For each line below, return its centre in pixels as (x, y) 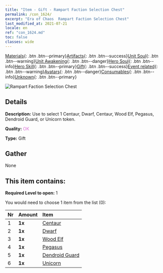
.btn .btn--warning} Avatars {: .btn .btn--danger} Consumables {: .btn (73, 72)
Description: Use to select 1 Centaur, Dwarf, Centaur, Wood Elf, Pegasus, (80, 114)
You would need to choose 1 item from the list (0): (56, 202)
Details (16, 102)
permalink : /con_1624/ (28, 14)
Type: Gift (15, 138)
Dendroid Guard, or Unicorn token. (40, 119)
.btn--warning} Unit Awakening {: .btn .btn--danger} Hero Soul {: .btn (73, 61)
